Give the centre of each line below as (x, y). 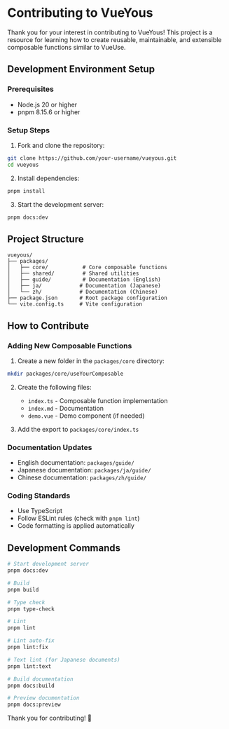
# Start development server (48, 564)
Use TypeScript (40, 511)
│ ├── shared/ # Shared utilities (73, 274)
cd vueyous (23, 165)
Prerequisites (30, 89)
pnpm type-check (31, 609)
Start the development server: (61, 204)
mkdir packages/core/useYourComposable (65, 374)
